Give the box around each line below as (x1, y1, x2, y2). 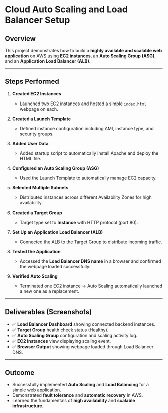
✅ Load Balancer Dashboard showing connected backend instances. (12, 321, 156, 327)
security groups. (19, 131, 54, 137)
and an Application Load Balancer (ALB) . (5, 58, 91, 64)
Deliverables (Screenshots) (5, 307, 92, 316)
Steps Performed (5, 77, 60, 86)
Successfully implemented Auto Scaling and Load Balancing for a (12, 382, 149, 388)
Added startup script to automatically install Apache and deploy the (19, 150, 159, 156)
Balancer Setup (5, 14, 70, 26)
